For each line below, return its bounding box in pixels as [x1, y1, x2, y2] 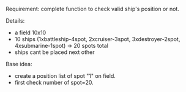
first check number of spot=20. [14, 79, 94, 86]
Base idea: [6, 61, 32, 67]
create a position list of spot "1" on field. [14, 72, 116, 79]
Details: [6, 17, 25, 24]
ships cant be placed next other [14, 48, 95, 56]
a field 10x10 [14, 29, 46, 36]
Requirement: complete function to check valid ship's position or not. [6, 6, 180, 12]
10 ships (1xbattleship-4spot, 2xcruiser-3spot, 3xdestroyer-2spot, [14, 36, 180, 42]
